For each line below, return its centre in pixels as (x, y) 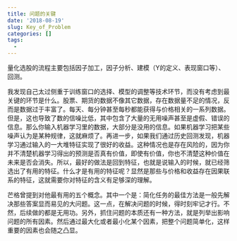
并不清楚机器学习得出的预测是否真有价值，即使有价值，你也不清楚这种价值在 (119, 153)
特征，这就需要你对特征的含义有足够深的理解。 (87, 180)
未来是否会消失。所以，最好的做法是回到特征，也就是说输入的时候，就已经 (115, 162)
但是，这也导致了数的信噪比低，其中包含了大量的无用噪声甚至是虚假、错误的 (119, 118)
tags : (15, 40)
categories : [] (30, 34)
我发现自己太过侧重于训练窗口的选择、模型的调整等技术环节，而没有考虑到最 (119, 92)
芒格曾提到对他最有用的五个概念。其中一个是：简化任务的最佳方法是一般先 (115, 195)
